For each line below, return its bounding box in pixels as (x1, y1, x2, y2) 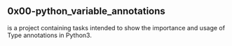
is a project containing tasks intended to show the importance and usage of (7, 23, 226, 32)
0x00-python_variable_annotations (7, 5, 166, 17)
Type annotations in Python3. (7, 31, 93, 39)
